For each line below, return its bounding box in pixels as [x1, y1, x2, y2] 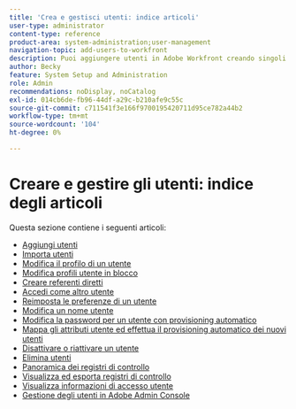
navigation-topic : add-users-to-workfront [9, 46, 168, 55]
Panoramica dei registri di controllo [21, 361, 150, 372]
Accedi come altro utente [21, 286, 115, 297]
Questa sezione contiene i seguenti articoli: [9, 222, 166, 233]
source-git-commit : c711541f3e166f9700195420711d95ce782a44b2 [9, 104, 243, 112]
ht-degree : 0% [9, 128, 62, 137]
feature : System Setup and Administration [9, 71, 168, 80]
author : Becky [9, 63, 62, 72]
